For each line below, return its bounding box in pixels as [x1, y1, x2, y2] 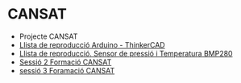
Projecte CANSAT [19, 31, 78, 41]
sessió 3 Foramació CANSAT [19, 65, 115, 75]
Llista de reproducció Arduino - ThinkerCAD [19, 39, 166, 49]
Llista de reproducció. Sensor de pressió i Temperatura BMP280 [19, 48, 233, 58]
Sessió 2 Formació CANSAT [19, 57, 112, 67]
